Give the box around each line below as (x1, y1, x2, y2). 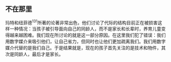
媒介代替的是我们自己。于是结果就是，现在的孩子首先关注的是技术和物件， (5, 45, 161, 51)
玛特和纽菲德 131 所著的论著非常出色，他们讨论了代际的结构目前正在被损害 (5, 18, 158, 25)
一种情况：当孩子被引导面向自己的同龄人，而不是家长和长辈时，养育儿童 (9, 26, 161, 32)
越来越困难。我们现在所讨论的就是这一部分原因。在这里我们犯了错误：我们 (9, 32, 166, 38)
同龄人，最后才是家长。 (14, 51, 64, 57)
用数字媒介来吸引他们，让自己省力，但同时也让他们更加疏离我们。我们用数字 (5, 39, 166, 45)
